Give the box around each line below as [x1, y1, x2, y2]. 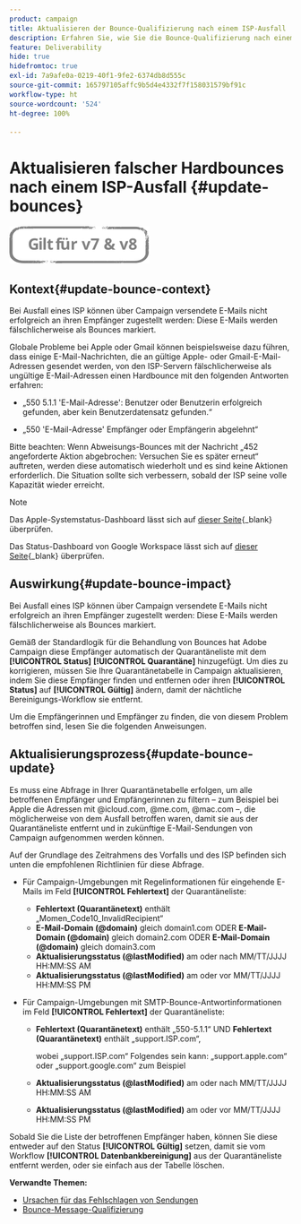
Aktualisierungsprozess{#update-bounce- [9, 746, 254, 762]
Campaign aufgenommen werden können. [9, 832, 165, 842]
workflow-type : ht [9, 90, 78, 99]
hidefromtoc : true [9, 62, 78, 71]
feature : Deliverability [9, 43, 102, 52]
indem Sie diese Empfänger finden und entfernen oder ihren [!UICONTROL [9, 675, 286, 685]
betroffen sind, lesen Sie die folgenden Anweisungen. [9, 720, 208, 731]
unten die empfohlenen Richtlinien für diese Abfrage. [9, 858, 204, 869]
